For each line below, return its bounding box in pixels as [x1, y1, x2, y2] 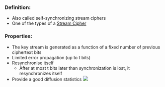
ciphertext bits [11, 49, 42, 55]
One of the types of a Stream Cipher [11, 20, 86, 26]
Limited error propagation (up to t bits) [11, 54, 90, 60]
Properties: [4, 33, 33, 40]
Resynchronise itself [11, 60, 54, 66]
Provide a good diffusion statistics [11, 76, 82, 82]
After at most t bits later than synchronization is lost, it [19, 65, 130, 71]
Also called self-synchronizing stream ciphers [11, 15, 106, 21]
